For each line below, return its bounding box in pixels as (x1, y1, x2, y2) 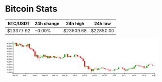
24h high (65, 21, 85, 27)
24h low (94, 21, 111, 27)
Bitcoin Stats (5, 3, 58, 14)
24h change (34, 21, 60, 27)
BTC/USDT (8, 21, 30, 27)
